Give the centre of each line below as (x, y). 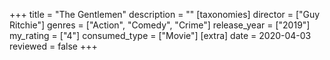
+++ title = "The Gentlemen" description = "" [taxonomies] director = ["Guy (165, 14)
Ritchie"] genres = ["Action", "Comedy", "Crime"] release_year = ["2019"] (160, 25)
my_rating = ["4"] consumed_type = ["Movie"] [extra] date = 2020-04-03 (160, 35)
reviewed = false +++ (53, 46)
